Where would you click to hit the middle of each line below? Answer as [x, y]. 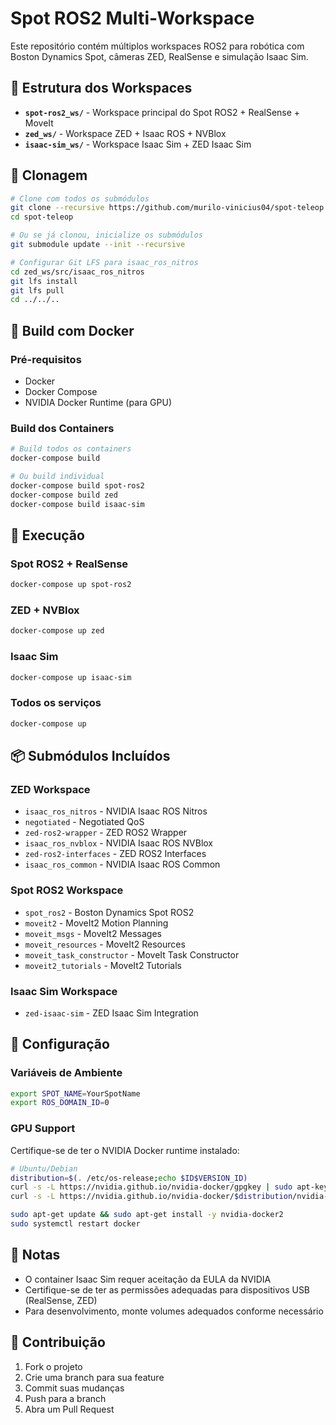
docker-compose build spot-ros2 [77, 485]
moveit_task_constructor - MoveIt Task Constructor [132, 954]
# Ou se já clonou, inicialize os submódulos [106, 235]
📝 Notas [35, 1255]
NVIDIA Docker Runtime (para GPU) [98, 402]
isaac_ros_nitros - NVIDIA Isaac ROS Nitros [116, 811]
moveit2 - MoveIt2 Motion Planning [96, 923]
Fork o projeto [53, 1366]
